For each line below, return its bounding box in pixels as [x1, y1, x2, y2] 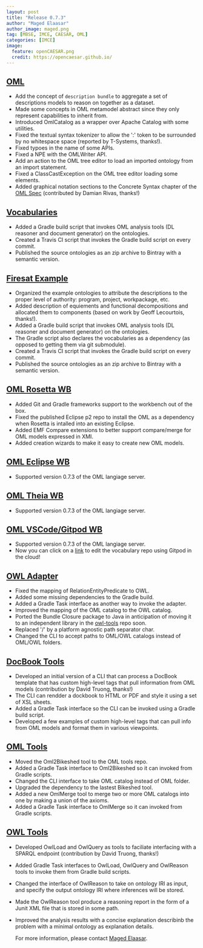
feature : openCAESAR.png [12, 49, 75, 55]
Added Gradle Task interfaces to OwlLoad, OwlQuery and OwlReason [15, 861, 189, 869]
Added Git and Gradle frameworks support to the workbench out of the [15, 400, 193, 408]
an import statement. [15, 163, 68, 171]
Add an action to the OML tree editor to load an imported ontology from [15, 157, 193, 165]
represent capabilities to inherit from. [15, 112, 108, 119]
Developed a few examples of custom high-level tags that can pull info [15, 718, 191, 725]
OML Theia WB [6, 490, 64, 501]
